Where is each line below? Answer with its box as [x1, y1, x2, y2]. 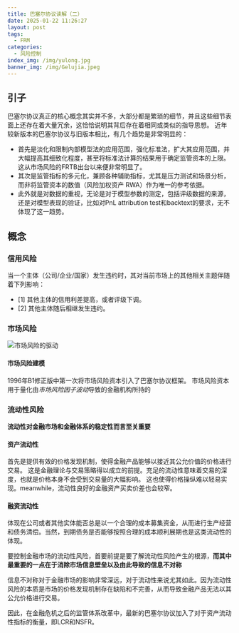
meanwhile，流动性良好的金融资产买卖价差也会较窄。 [19, 484, 176, 492]
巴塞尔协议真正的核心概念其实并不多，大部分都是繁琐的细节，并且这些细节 [7, 112, 225, 121]
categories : [7, 44, 43, 51]
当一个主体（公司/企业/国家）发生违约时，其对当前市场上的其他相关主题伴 [7, 271, 224, 280]
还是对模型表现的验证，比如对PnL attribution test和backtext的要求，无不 [17, 198, 230, 207]
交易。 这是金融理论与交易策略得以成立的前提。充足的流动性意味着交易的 [7, 466, 221, 475]
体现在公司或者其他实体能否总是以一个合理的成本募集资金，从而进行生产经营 [7, 519, 232, 527]
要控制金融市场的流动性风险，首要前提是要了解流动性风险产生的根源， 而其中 [7, 552, 232, 560]
